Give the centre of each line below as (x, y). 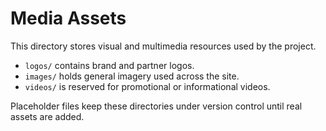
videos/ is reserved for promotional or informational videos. (147, 86)
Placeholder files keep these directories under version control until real (156, 106)
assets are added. (47, 116)
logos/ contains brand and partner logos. (109, 65)
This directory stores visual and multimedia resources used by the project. (163, 46)
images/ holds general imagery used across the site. (132, 76)
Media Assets (68, 18)
